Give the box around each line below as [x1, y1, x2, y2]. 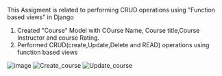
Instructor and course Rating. [16, 34, 100, 42]
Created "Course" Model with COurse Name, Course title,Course [16, 27, 200, 34]
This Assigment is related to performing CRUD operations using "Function [7, 6, 216, 14]
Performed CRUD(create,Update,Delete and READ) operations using [16, 41, 210, 49]
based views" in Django [7, 13, 74, 21]
